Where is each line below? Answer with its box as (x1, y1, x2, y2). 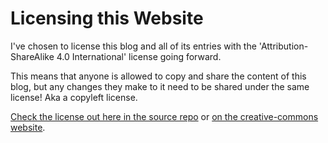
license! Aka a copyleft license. (10, 91, 138, 103)
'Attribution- (258, 40, 309, 52)
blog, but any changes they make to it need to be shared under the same (10, 80, 310, 92)
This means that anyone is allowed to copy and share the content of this (10, 70, 307, 82)
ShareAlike (10, 50, 55, 62)
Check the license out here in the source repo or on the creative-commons (10, 110, 319, 122)
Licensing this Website (10, 7, 204, 30)
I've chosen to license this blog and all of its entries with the (10, 40, 257, 52)
